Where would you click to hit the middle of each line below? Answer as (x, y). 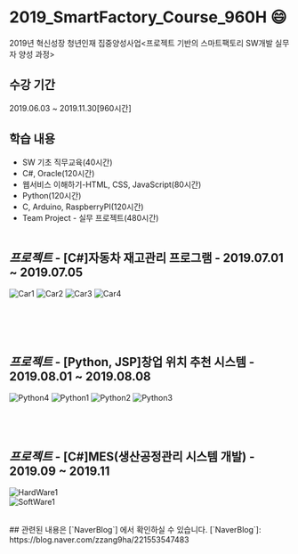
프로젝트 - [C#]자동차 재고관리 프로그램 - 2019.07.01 (147, 258)
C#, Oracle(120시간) (58, 173)
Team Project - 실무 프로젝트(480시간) (90, 217)
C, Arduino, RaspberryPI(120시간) (83, 207)
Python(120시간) (52, 195)
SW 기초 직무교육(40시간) (67, 162)
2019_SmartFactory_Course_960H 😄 (148, 17)
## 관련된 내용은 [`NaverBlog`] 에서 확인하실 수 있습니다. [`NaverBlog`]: (135, 530)
